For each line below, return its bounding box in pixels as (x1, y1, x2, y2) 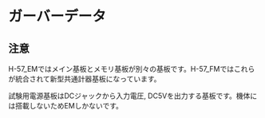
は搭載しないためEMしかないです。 (8, 101, 124, 110)
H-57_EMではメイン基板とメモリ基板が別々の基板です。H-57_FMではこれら (8, 65, 255, 73)
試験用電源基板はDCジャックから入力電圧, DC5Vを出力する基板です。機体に (8, 91, 258, 100)
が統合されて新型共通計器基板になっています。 (8, 74, 161, 84)
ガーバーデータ (8, 7, 106, 26)
